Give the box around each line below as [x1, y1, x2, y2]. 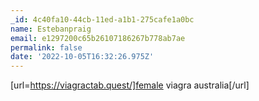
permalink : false [10, 42, 83, 53]
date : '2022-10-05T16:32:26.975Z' [10, 52, 155, 62]
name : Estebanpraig [10, 24, 92, 34]
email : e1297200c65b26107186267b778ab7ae [10, 33, 186, 43]
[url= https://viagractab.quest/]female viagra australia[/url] [10, 79, 250, 91]
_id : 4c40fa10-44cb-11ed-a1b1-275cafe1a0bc [10, 14, 195, 25]
